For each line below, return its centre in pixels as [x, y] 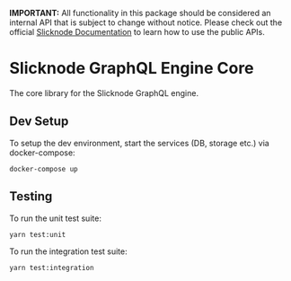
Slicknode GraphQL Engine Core [132, 69]
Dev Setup [39, 122]
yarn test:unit [38, 234]
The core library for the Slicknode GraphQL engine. [104, 92]
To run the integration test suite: [68, 251]
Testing [31, 197]
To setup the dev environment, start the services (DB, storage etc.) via [139, 143]
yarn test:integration [52, 268]
